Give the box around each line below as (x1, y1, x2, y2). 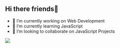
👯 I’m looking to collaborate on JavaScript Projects (12, 28, 115, 34)
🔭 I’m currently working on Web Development (12, 18, 105, 24)
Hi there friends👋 (5, 5, 59, 13)
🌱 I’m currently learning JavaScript (12, 23, 83, 29)
